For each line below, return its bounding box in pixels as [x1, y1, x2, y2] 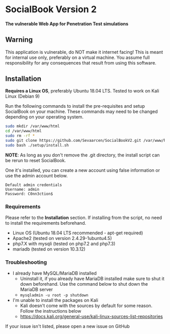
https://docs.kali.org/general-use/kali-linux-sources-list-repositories [20, 314, 163, 320]
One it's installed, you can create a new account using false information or [5, 167, 160, 173]
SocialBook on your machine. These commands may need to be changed [5, 108, 158, 115]
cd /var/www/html [5, 129, 42, 134]
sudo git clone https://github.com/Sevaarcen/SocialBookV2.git [5, 138, 142, 143]
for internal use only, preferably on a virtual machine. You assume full [5, 54, 150, 60]
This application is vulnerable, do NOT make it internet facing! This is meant [5, 49, 163, 55]
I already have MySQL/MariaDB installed [12, 270, 97, 277]
